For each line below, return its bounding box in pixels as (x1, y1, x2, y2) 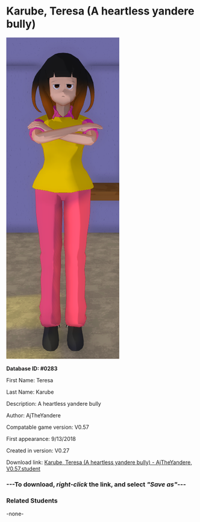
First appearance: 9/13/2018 (6, 435, 77, 442)
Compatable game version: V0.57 (6, 423, 89, 431)
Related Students (6, 496, 58, 504)
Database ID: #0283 (6, 365, 58, 372)
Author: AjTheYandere (6, 411, 61, 419)
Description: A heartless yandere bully (6, 400, 101, 407)
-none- (6, 510, 24, 518)
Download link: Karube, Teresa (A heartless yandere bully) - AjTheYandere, (6, 458, 193, 466)
